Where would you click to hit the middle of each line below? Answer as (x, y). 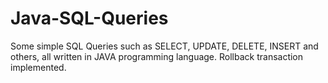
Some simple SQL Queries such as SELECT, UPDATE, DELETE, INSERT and (164, 46)
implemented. (38, 67)
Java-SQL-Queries (89, 18)
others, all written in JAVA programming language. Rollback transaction (157, 56)
